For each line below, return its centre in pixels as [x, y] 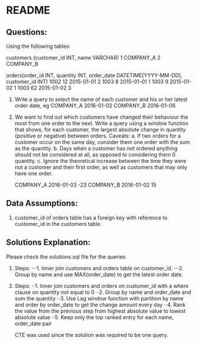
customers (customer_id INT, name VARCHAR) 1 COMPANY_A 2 [83, 58]
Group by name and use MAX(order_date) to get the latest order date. [99, 274]
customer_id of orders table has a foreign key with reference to [91, 217]
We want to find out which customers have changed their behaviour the [101, 117]
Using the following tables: [38, 46]
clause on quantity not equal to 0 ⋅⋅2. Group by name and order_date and [103, 292]
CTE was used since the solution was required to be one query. [91, 335]
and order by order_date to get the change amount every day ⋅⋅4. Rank [100, 304]
